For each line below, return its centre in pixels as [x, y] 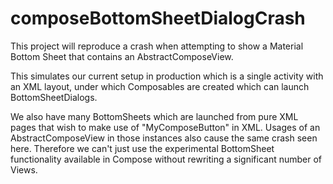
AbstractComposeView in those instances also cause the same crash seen [164, 138]
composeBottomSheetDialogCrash [158, 18]
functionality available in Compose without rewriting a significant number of [166, 159]
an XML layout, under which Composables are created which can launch [160, 86]
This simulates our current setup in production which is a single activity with [167, 76]
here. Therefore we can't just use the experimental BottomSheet [142, 148]
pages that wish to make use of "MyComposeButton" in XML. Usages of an [165, 127]
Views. [24, 169]
